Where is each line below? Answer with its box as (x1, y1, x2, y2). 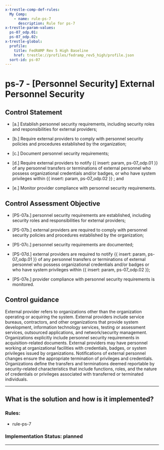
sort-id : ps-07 (9, 57, 41, 62)
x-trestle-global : (5, 39, 42, 44)
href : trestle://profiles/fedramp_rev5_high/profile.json (14, 52, 134, 58)
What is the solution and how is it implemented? (5, 395, 154, 403)
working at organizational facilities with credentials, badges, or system (5, 345, 147, 351)
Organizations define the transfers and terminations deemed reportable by (5, 360, 155, 366)
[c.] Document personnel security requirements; (12, 150, 109, 157)
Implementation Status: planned (5, 433, 83, 440)
